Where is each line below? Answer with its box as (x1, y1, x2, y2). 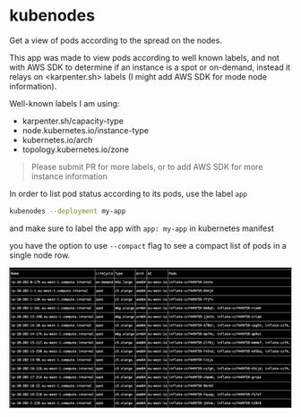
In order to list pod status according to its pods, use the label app (9, 188, 248, 199)
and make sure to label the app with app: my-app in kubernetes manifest (9, 223, 275, 234)
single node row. (9, 250, 71, 260)
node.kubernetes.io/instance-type (21, 124, 150, 135)
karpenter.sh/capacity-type (21, 115, 124, 126)
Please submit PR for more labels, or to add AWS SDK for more (30, 161, 263, 172)
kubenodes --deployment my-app (9, 207, 126, 216)
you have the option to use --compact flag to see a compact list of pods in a (9, 240, 287, 251)
